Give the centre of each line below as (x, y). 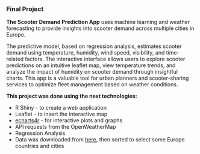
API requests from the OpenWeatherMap (65, 127)
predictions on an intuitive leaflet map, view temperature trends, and (91, 65)
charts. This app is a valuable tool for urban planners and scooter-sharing (98, 78)
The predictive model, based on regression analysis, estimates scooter (94, 46)
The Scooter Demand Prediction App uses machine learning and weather (98, 22)
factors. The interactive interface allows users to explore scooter (105, 59)
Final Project (25, 9)
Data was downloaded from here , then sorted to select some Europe (100, 140)
